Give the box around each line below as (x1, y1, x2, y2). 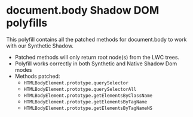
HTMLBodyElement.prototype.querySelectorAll (23, 86, 137, 92)
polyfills (6, 16, 48, 30)
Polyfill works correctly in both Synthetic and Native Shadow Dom (14, 60, 177, 67)
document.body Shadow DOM (6, 4, 160, 17)
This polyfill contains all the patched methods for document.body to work (6, 36, 187, 43)
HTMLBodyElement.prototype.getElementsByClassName (23, 93, 153, 99)
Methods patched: (14, 72, 60, 80)
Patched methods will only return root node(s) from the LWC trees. (14, 53, 180, 61)
